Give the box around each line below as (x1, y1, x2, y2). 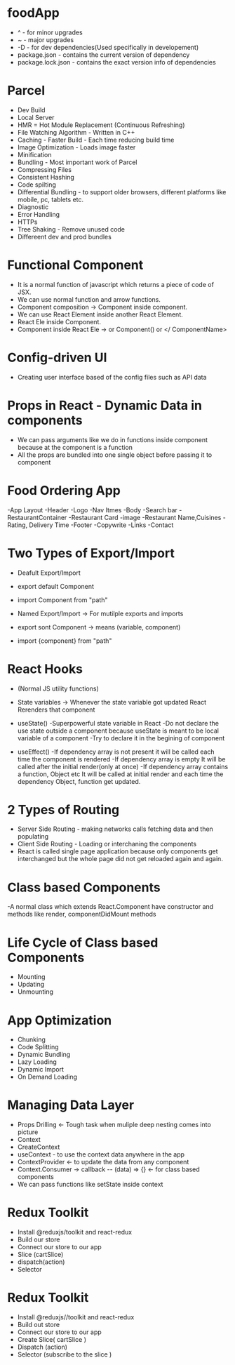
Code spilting (17, 180, 56, 189)
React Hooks (7, 661, 83, 677)
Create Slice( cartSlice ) (17, 1336, 86, 1344)
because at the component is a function (17, 443, 133, 451)
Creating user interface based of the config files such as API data (17, 373, 207, 381)
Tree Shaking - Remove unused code (17, 225, 125, 233)
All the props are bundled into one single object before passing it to (17, 451, 213, 459)
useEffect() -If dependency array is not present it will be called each (17, 747, 215, 756)
